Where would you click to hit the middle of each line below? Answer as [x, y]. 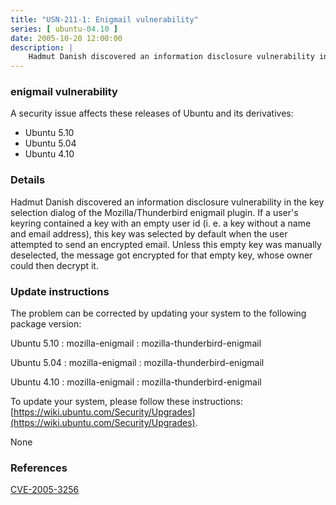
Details [28, 180]
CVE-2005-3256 [45, 490]
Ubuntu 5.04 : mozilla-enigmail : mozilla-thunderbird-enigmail [137, 363]
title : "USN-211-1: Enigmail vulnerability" [104, 19]
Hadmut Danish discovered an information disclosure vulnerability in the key [167, 202]
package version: [46, 324]
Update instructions [60, 291]
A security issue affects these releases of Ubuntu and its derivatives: [152, 113]
